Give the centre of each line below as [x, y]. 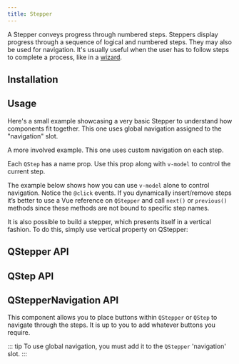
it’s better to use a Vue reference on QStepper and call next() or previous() [117, 200]
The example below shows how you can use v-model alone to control [108, 185]
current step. [26, 171]
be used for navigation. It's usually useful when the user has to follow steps [118, 49]
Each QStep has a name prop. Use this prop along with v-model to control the [119, 163]
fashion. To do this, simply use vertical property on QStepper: [98, 229]
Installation [33, 80]
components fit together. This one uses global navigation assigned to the [115, 128]
